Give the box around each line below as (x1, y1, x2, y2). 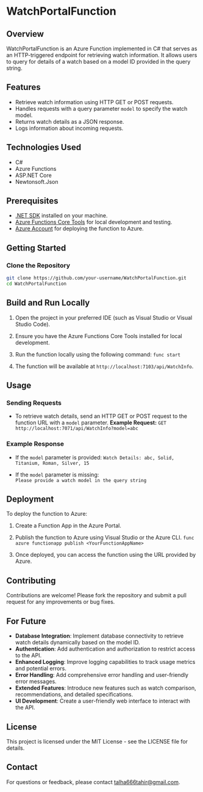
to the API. (15, 652, 41, 659)
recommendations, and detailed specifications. (15, 691, 134, 698)
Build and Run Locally (6, 298, 90, 308)
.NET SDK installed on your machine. (15, 212, 108, 219)
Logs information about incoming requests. (15, 124, 124, 132)
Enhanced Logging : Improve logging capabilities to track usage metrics (15, 658, 196, 666)
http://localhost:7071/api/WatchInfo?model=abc (15, 426, 138, 432)
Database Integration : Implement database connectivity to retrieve (15, 632, 184, 639)
